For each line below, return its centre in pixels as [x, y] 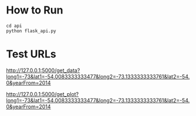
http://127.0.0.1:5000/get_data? [43, 70]
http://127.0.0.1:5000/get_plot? [43, 94]
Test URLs [31, 54]
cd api [14, 26]
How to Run [35, 10]
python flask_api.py [31, 31]
